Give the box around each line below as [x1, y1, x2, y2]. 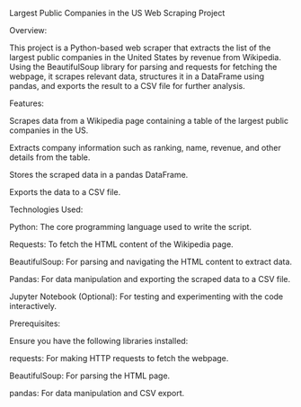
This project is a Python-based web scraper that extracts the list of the [9, 42, 271, 53]
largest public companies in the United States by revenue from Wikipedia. [9, 52, 281, 62]
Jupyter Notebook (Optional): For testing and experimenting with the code [9, 291, 284, 302]
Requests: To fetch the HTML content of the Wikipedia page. [9, 239, 234, 250]
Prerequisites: [9, 318, 61, 329]
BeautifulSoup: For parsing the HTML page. [9, 370, 171, 381]
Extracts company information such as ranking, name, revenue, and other [9, 143, 281, 153]
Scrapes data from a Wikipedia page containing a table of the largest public [9, 116, 289, 126]
